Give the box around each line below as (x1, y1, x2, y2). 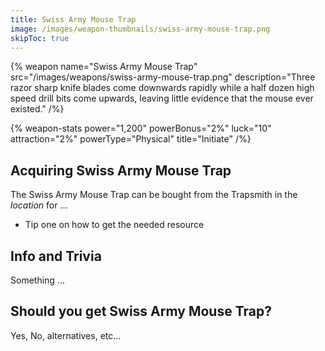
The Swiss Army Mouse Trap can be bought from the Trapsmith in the (10, 189, 298, 201)
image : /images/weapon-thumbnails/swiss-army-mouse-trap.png (10, 24, 271, 34)
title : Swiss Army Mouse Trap (10, 14, 137, 25)
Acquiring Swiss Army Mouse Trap (10, 162, 232, 179)
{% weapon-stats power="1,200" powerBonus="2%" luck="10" (10, 122, 272, 135)
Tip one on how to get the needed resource (24, 219, 205, 231)
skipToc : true (10, 33, 70, 43)
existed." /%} (10, 103, 65, 115)
